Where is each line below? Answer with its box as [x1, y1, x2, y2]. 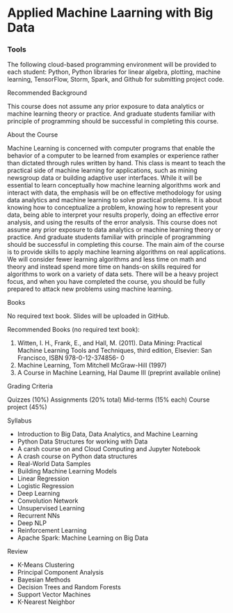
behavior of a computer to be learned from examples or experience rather [7, 151, 219, 160]
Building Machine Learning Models [17, 467, 117, 476]
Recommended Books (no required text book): [7, 326, 140, 334]
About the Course [7, 130, 58, 139]
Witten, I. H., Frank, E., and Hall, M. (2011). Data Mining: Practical [17, 339, 202, 347]
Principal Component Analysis [17, 568, 104, 577]
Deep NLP [17, 519, 47, 527]
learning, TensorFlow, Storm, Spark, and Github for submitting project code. [7, 75, 225, 84]
